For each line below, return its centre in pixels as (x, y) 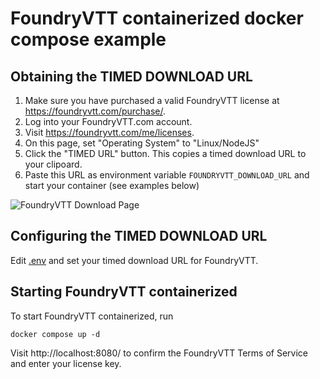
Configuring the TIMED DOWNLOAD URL (139, 236)
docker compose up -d (55, 334)
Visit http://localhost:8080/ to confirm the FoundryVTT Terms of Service (159, 353)
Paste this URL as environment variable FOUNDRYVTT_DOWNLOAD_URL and (167, 175)
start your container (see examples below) (112, 185)
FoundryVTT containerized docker (157, 18)
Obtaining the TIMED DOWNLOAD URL (131, 76)
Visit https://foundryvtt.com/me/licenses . (109, 132)
